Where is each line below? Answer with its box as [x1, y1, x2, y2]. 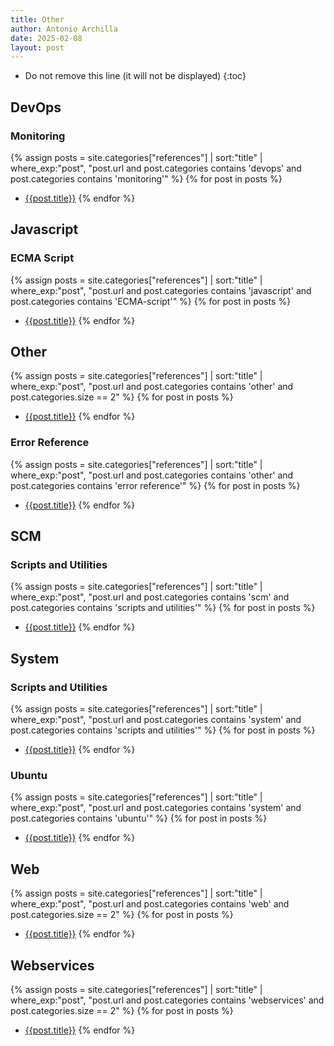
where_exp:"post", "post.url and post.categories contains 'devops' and [10, 162, 302, 174]
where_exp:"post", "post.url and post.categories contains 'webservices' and [10, 994, 325, 1006]
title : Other [10, 14, 65, 25]
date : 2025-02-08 [10, 33, 83, 43]
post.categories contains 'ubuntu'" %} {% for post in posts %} [10, 812, 268, 825]
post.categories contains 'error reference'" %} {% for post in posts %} [10, 479, 301, 491]
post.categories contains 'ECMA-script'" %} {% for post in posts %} [10, 295, 292, 307]
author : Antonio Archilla [10, 24, 118, 34]
